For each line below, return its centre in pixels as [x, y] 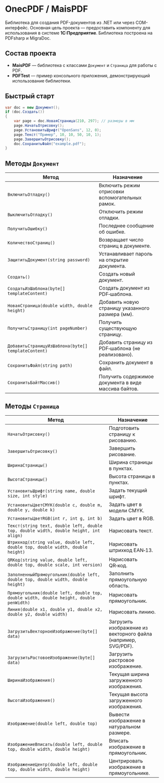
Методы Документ [32, 163]
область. [119, 586]
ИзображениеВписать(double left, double [55, 744]
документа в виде [120, 383]
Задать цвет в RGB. [132, 518]
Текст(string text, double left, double [55, 526]
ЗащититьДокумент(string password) [49, 260]
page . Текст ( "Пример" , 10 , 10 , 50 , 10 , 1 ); [58, 135]
